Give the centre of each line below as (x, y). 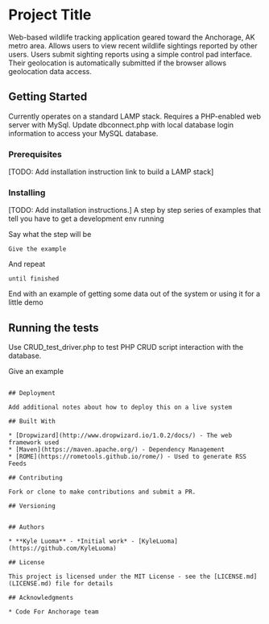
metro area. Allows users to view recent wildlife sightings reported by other (133, 45)
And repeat (27, 264)
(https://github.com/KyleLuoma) (62, 549)
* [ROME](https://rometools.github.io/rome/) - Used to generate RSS (128, 457)
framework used (34, 443)
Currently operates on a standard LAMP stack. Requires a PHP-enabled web (135, 116)
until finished (34, 279)
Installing (27, 193)
